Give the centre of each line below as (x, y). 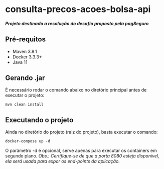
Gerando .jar (25, 78)
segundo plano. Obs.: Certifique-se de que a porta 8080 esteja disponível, (82, 156)
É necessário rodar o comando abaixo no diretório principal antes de (76, 90)
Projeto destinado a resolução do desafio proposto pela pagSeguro (77, 23)
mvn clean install (24, 105)
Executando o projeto (39, 120)
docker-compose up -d (28, 141)
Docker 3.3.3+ (27, 57)
